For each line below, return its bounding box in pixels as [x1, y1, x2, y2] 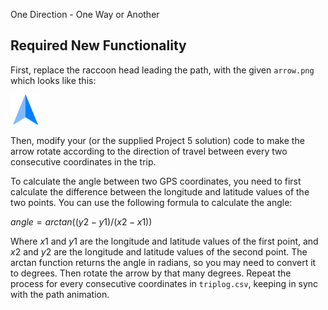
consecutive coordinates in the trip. [10, 155, 157, 168]
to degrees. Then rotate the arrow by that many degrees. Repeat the [10, 267, 292, 279]
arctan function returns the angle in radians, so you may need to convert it [10, 256, 317, 268]
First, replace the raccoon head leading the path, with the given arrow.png [10, 64, 315, 76]
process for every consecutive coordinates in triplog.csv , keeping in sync [10, 277, 319, 289]
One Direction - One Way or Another [10, 9, 160, 20]
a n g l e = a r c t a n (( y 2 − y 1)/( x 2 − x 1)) [10, 215, 153, 228]
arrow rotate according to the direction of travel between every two [10, 145, 288, 157]
